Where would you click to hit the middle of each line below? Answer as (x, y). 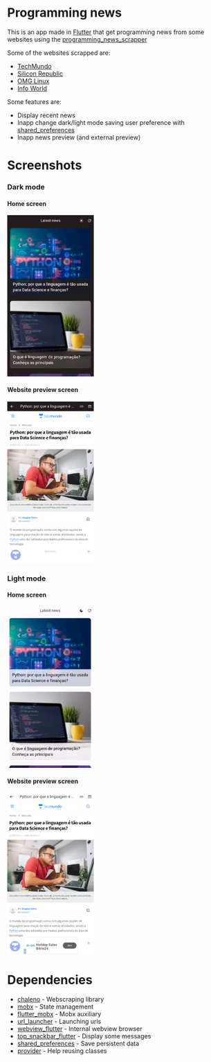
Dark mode (26, 187)
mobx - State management (55, 1007)
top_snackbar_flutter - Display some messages (84, 1036)
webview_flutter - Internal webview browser (80, 1029)
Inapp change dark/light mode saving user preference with (101, 122)
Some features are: (35, 101)
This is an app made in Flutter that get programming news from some (106, 32)
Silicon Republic (40, 74)
